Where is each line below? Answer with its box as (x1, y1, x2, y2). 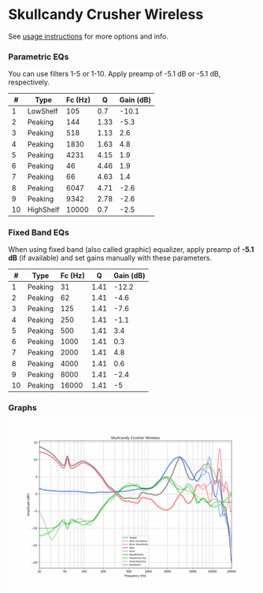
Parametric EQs (8, 51, 69, 62)
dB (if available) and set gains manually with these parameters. (8, 254, 213, 263)
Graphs (8, 402, 37, 413)
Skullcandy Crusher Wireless (8, 6, 204, 24)
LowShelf (27, 106, 58, 116)
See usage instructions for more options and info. (8, 32, 169, 41)
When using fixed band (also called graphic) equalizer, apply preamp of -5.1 (8, 245, 254, 254)
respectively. (8, 77, 50, 87)
